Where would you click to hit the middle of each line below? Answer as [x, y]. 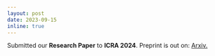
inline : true [26, 26]
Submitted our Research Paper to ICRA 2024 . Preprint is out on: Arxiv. [107, 46]
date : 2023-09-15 [32, 20]
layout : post [26, 13]
